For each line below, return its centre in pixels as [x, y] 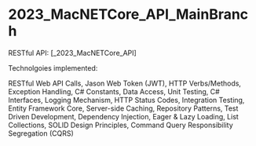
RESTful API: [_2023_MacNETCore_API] [73, 53]
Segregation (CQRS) [41, 133]
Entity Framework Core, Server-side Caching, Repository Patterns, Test [123, 108]
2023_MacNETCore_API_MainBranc [128, 15]
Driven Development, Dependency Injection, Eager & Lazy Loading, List [124, 116]
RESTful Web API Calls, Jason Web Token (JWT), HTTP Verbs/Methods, [125, 83]
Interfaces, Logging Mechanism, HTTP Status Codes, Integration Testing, [126, 100]
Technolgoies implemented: [53, 68]
